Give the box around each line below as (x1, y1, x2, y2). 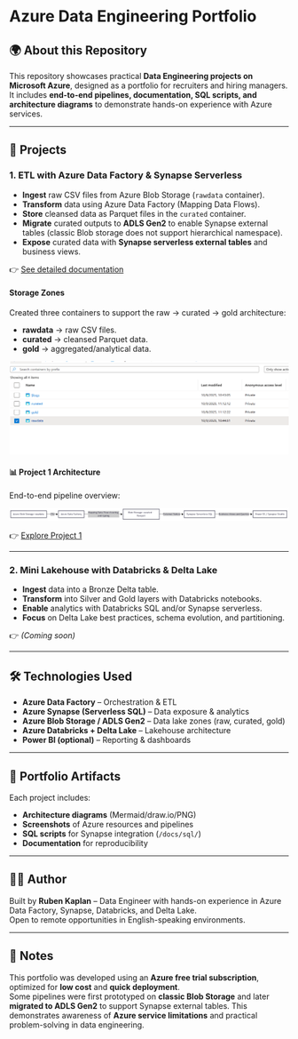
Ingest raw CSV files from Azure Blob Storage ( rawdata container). (21, 189, 265, 200)
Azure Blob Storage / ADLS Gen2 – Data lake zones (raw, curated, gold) (21, 715, 286, 726)
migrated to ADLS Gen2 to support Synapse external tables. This (9, 1000, 248, 1011)
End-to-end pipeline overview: (9, 490, 121, 500)
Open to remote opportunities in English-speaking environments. (9, 914, 246, 925)
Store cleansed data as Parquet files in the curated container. (21, 208, 247, 219)
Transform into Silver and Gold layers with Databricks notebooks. (21, 594, 263, 604)
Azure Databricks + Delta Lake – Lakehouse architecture (21, 725, 231, 736)
